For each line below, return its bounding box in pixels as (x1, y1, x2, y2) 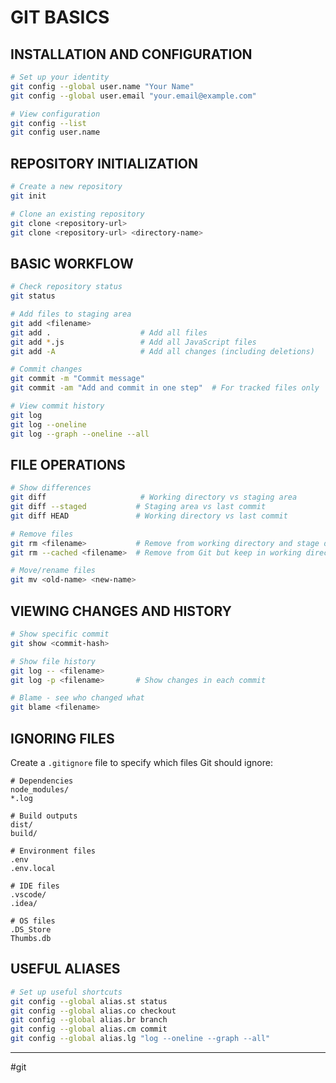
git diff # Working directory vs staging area (10, 492, 298, 503)
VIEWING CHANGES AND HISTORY (10, 602, 232, 620)
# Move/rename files (10, 566, 97, 576)
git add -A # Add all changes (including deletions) (10, 346, 315, 356)
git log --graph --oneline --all (10, 429, 150, 439)
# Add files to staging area (10, 309, 132, 319)
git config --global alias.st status (10, 996, 168, 1006)
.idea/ (10, 898, 38, 908)
